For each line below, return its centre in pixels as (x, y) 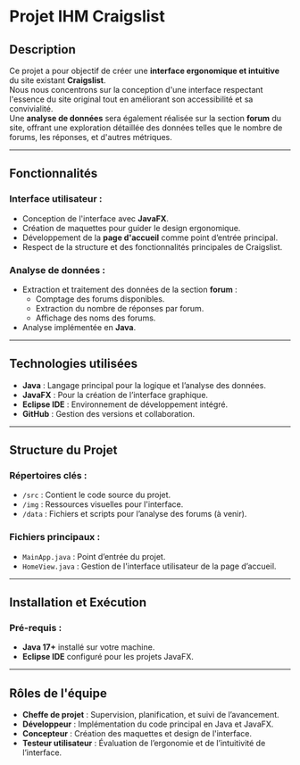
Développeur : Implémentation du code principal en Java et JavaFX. (148, 724)
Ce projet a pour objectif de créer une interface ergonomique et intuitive (144, 71)
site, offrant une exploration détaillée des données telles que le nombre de (146, 128)
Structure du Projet (63, 450)
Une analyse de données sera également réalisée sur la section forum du (146, 118)
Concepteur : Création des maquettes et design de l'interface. (137, 734)
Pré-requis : (36, 628)
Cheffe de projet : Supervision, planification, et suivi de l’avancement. (150, 715)
